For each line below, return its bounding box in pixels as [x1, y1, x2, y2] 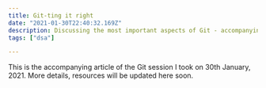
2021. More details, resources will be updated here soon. [8, 71, 194, 80]
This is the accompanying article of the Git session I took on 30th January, [8, 63, 251, 72]
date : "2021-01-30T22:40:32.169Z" [8, 19, 123, 27]
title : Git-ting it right [8, 11, 93, 20]
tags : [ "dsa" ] [8, 33, 55, 42]
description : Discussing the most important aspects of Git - [8, 26, 218, 34]
